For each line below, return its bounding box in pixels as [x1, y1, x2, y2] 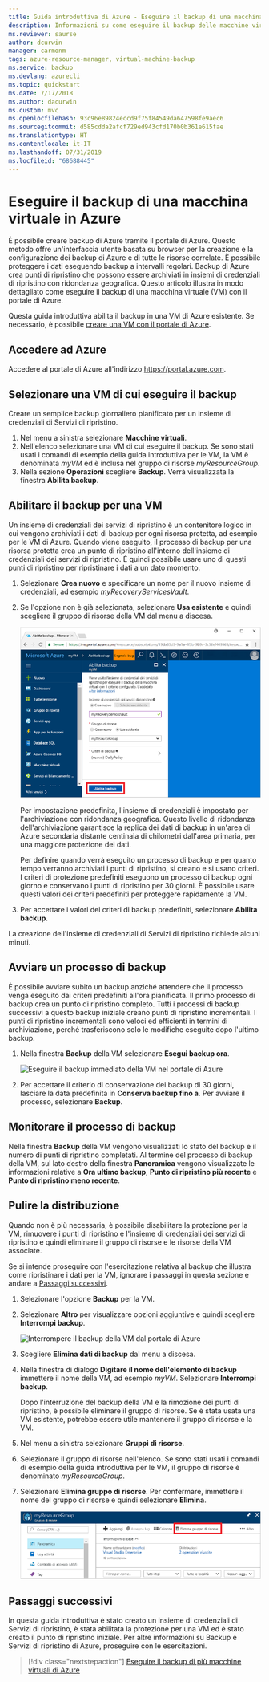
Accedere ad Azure [8, 343, 106, 356]
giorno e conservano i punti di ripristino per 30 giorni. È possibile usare [19, 881, 255, 891]
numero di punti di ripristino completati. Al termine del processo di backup [8, 1150, 253, 1160]
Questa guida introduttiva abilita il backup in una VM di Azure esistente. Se [8, 311, 255, 321]
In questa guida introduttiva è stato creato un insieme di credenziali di [8, 1615, 239, 1625]
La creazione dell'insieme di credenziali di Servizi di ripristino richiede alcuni [8, 929, 260, 939]
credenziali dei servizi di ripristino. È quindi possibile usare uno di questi [8, 554, 247, 563]
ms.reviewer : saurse [8, 30, 78, 38]
